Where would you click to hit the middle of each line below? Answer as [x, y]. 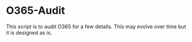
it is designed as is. [29, 32]
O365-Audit [36, 11]
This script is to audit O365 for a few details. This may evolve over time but [96, 26]
